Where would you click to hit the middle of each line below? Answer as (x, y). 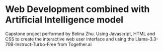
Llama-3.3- (147, 39)
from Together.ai (74, 44)
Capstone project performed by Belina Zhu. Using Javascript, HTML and (80, 33)
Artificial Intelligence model (64, 20)
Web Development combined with (77, 9)
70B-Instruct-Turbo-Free (31, 44)
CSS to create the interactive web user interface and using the (70, 39)
